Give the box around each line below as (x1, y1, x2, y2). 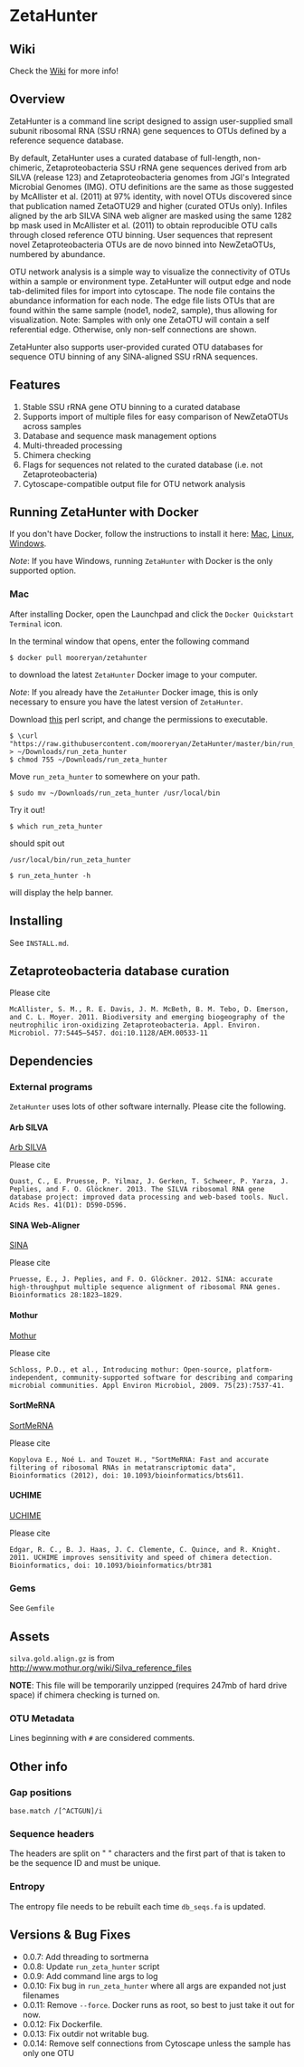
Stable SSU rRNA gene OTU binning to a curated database (22, 401, 241, 412)
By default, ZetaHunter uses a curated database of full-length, (9, 152, 242, 163)
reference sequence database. (9, 135, 124, 146)
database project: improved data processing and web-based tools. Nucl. (9, 1192, 290, 1202)
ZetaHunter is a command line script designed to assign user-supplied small (9, 115, 293, 127)
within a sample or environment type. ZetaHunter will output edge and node (9, 275, 292, 286)
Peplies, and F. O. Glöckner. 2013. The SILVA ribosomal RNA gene (9, 1185, 265, 1194)
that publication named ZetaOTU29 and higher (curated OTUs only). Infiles (9, 200, 288, 211)
